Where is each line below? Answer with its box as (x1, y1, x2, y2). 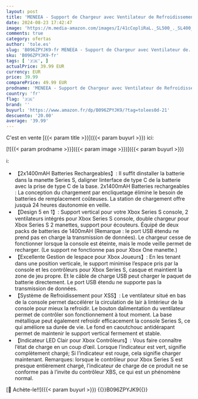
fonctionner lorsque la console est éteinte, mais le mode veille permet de (14, 240, 192, 247)
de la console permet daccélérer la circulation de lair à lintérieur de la (14, 298, 183, 306)
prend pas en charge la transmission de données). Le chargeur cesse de (14, 234, 192, 241)
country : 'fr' (6, 91, 41, 97)
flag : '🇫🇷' (6, 96, 35, 102)
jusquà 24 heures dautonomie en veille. (14, 201, 111, 209)
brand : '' (6, 101, 31, 108)
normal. (14, 375, 34, 382)
